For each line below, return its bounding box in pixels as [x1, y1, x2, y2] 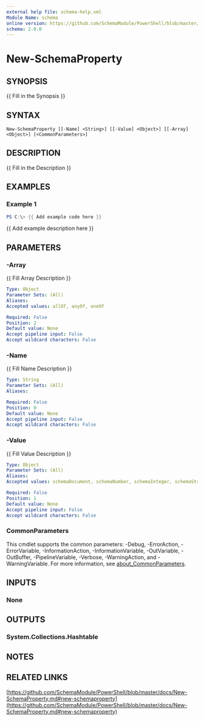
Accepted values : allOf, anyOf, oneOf [6, 303, 104, 309]
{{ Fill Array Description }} [6, 274, 71, 282]
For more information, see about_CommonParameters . [50, 560, 186, 567]
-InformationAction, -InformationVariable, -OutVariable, [42, 547, 180, 554]
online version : [6, 20, 47, 26]
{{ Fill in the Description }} [6, 164, 72, 171]
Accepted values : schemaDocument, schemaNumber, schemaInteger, [6, 479, 172, 485]
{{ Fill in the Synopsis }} [6, 92, 66, 100]
